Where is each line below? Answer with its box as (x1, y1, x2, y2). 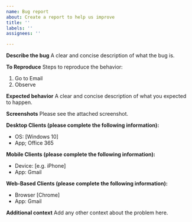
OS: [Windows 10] (14, 133, 59, 141)
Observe (14, 81, 36, 89)
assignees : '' (6, 31, 41, 37)
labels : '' (6, 25, 33, 31)
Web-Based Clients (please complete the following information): (6, 180, 168, 187)
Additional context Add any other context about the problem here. (6, 209, 168, 216)
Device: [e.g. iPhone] (14, 162, 66, 169)
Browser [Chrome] (14, 191, 60, 198)
